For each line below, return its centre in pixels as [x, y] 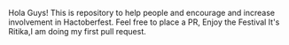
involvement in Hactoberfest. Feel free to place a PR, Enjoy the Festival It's [144, 22]
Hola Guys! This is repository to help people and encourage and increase [142, 13]
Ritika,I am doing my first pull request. [78, 31]
